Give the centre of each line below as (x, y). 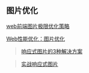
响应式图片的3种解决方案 (52, 51)
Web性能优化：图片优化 (35, 39)
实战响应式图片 (39, 64)
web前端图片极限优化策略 (38, 26)
